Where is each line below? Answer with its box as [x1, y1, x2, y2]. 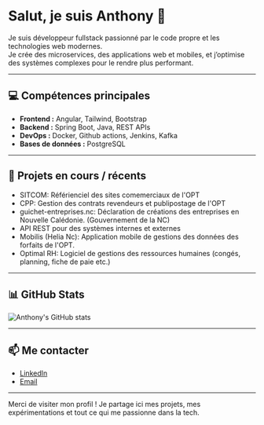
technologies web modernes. [8, 41, 103, 50]
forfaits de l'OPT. [19, 240, 75, 250]
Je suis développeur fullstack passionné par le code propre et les [8, 33, 220, 42]
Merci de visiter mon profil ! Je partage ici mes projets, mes [8, 400, 201, 409]
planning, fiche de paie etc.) [19, 257, 111, 266]
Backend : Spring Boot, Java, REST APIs [19, 122, 151, 132]
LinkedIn [19, 368, 48, 378]
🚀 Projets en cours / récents [8, 169, 147, 183]
